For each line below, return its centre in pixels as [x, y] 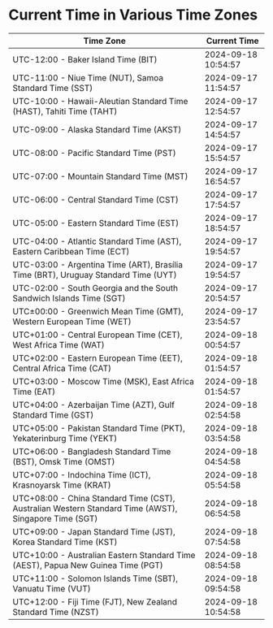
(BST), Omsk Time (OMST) [64, 461]
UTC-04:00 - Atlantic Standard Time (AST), [97, 241]
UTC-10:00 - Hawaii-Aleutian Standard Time [100, 101]
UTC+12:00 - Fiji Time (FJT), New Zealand [95, 601]
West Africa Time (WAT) [59, 344]
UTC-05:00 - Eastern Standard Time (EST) [96, 223]
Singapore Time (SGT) [55, 518]
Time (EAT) [34, 392]
